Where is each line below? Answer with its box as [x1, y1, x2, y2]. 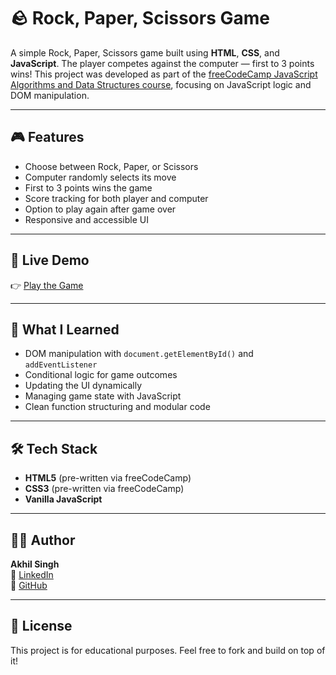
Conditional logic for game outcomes [24, 369, 178, 381]
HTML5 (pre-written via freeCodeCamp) [24, 472, 192, 484]
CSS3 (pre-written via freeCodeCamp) [24, 483, 185, 495]
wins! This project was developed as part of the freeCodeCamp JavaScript [10, 68, 318, 80]
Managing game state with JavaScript [24, 390, 182, 402]
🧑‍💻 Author [10, 531, 76, 549]
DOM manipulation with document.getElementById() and [24, 348, 254, 360]
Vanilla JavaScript [24, 493, 103, 505]
